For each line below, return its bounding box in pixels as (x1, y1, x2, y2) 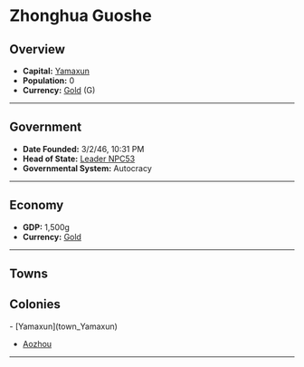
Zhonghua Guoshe (9, 5, 152, 26)
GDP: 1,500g (22, 221, 71, 232)
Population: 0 (22, 75, 75, 86)
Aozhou (22, 338, 52, 349)
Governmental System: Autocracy (22, 162, 152, 173)
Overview (9, 42, 66, 57)
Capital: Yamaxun (22, 65, 90, 76)
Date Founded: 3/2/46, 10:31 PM (22, 143, 145, 154)
